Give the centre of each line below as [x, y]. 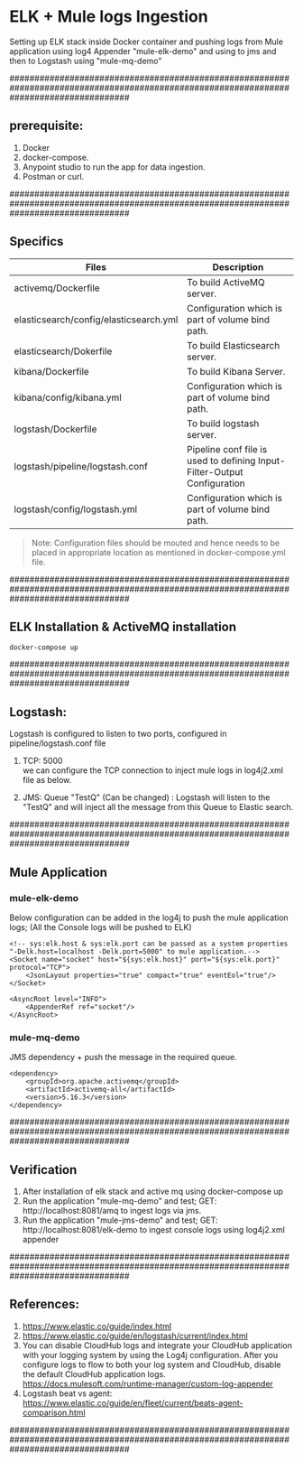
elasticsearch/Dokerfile [63, 351]
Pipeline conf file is [227, 449]
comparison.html [54, 1412]
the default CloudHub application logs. [94, 1374]
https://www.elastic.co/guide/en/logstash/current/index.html [135, 1336]
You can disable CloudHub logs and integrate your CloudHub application [157, 1345]
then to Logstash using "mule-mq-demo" [86, 61]
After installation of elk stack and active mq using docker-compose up [153, 1191]
